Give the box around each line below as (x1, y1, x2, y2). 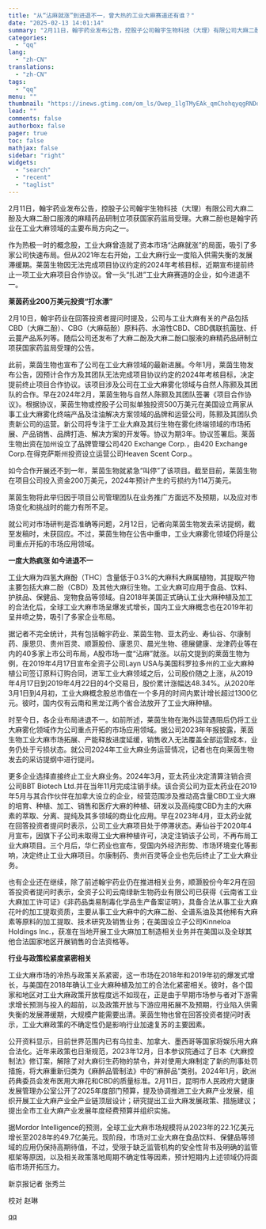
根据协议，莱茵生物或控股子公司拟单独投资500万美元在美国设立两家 (25, 399, 247, 408)
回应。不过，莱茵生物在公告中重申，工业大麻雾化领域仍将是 (56, 529, 251, 538)
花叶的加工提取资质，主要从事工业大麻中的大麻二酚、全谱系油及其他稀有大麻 (8, 907, 258, 916)
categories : (8, 33, 47, 42)
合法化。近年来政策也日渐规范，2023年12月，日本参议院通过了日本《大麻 (8, 1046, 248, 1056)
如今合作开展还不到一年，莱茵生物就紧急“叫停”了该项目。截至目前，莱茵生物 (8, 465, 257, 475)
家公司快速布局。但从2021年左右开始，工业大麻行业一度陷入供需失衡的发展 (8, 250, 253, 260)
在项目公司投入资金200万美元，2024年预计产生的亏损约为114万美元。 (8, 476, 236, 485)
